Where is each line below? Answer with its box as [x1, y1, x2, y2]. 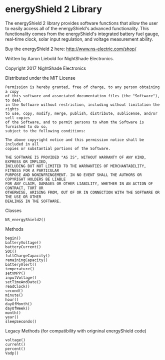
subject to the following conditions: [5, 128, 86, 133]
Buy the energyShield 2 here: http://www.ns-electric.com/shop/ [5, 46, 136, 52]
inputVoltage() [5, 275, 37, 280]
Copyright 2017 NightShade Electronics [5, 65, 86, 71]
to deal [5, 98, 21, 103]
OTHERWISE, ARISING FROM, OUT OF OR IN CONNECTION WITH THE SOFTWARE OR [5, 190, 160, 195]
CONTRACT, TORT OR [5, 186, 43, 191]
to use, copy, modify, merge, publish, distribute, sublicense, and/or [5, 111, 157, 116]
